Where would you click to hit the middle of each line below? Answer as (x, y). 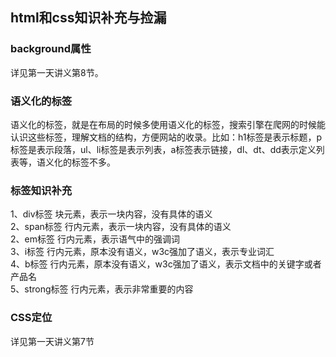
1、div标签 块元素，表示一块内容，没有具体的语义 (111, 214)
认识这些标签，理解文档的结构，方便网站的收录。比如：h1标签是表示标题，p (166, 137)
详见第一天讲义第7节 (52, 341)
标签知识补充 (41, 190)
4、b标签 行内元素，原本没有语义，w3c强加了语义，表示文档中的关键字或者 (166, 264)
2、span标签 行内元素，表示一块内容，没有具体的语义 (121, 227)
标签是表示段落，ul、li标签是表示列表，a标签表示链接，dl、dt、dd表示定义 (163, 149)
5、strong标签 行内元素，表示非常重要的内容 (102, 289)
